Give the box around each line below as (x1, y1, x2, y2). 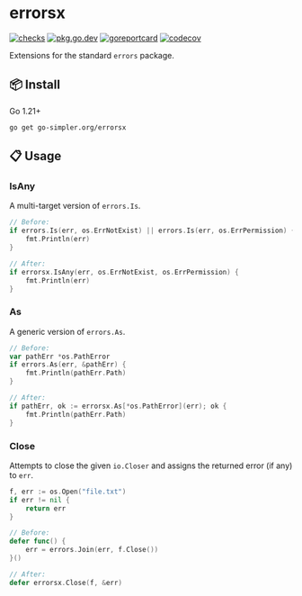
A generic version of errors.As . (9, 326, 126, 337)
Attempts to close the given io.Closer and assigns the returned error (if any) (9, 460, 293, 471)
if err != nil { (9, 495, 70, 504)
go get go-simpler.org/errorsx (9, 122, 127, 132)
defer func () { (9, 537, 67, 546)
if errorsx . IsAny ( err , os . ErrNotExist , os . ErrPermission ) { (9, 267, 240, 276)
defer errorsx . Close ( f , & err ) (9, 578, 123, 587)
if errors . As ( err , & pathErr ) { (9, 360, 127, 369)
